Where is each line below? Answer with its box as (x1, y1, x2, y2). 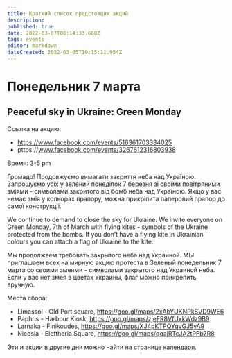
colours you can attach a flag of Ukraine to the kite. (7, 237, 154, 246)
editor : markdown (7, 42, 57, 49)
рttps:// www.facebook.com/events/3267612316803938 (17, 145, 177, 153)
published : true (7, 23, 54, 30)
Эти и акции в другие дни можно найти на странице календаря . (7, 343, 197, 351)
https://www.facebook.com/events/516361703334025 (17, 138, 172, 146)
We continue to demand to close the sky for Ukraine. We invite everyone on (7, 215, 223, 223)
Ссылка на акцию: (7, 124, 61, 133)
